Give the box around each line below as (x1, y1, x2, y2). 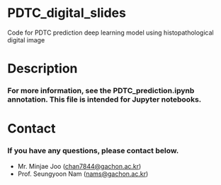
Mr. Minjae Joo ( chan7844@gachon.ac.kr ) (17, 162, 142, 170)
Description (7, 61, 78, 77)
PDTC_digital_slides (7, 5, 126, 21)
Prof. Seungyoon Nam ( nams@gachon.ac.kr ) (17, 169, 149, 178)
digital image (7, 35, 45, 44)
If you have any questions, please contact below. (7, 146, 179, 156)
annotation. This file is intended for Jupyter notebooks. (7, 95, 202, 105)
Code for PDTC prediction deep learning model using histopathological (7, 28, 214, 37)
